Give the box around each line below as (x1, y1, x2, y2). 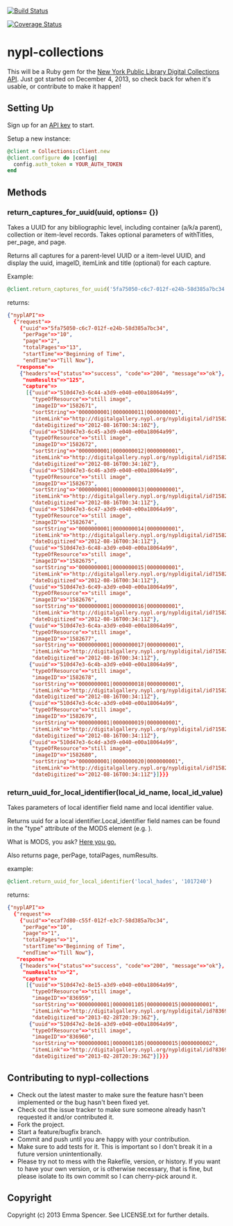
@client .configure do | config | (7, 154, 98, 161)
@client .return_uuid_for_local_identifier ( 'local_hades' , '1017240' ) (7, 878, 213, 885)
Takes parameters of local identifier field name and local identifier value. (7, 804, 214, 812)
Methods (7, 186, 47, 198)
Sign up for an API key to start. (7, 120, 95, 129)
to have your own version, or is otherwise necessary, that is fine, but (17, 1164, 213, 1172)
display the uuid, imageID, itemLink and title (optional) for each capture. (7, 258, 212, 267)
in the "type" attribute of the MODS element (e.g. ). (7, 825, 153, 833)
